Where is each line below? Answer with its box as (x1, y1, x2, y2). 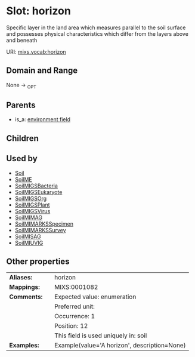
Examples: (9, 341, 40, 350)
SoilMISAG (14, 233, 41, 240)
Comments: (9, 293, 43, 301)
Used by (6, 153, 38, 164)
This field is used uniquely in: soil (54, 331, 147, 340)
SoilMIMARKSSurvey (14, 226, 67, 233)
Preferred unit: (54, 303, 95, 311)
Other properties (6, 256, 70, 266)
